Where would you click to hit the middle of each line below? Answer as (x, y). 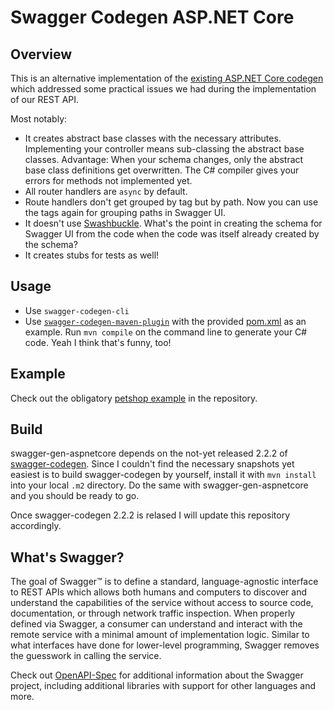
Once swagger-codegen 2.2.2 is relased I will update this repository (150, 515)
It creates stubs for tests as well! (92, 255)
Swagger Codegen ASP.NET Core (152, 17)
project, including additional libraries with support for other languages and (163, 686)
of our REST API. (45, 99)
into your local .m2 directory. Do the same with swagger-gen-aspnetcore (159, 485)
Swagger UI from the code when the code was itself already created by (172, 234)
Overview (41, 54)
